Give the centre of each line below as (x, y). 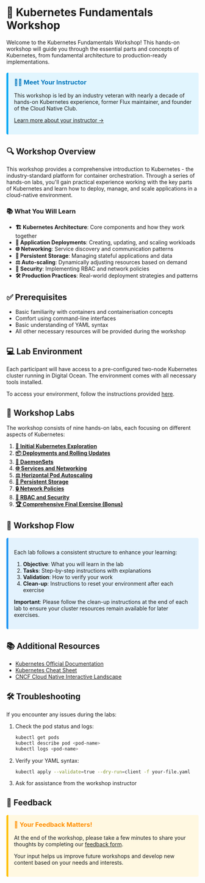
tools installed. (25, 382)
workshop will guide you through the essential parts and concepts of (93, 49)
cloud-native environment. (40, 195)
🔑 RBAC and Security (42, 497)
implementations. (28, 62)
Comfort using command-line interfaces (66, 318)
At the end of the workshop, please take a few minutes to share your (100, 838)
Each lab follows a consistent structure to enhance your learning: (96, 553)
